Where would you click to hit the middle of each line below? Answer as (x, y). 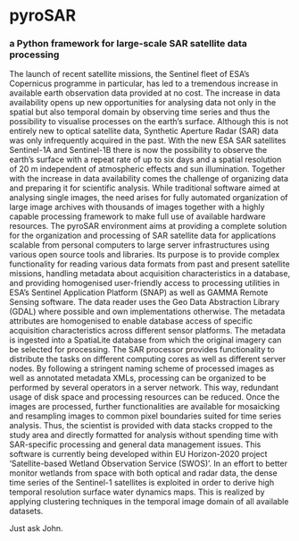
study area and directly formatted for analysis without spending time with (144, 435)
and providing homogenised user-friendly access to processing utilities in (145, 283)
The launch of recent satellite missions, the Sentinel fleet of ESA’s (129, 74)
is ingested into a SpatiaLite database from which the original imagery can (145, 340)
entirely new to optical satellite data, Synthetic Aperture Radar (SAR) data (144, 131)
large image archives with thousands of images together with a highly (137, 207)
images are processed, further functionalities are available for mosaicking (145, 407)
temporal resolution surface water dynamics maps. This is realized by (137, 492)
